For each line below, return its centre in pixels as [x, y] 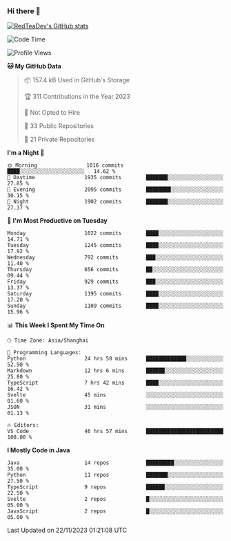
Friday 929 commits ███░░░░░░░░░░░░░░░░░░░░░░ [115, 282]
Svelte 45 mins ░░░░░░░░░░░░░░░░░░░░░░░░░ [115, 395]
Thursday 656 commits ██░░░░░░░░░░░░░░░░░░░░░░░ [115, 270]
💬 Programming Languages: [44, 353]
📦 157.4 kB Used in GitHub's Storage [77, 80]
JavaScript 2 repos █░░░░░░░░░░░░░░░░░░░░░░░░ [115, 511]
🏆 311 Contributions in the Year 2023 [77, 97]
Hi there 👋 [24, 11]
